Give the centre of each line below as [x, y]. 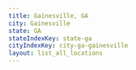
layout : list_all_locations [56, 53]
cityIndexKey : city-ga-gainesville [68, 46]
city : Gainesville [39, 23]
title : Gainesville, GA [49, 16]
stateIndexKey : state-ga [50, 38]
